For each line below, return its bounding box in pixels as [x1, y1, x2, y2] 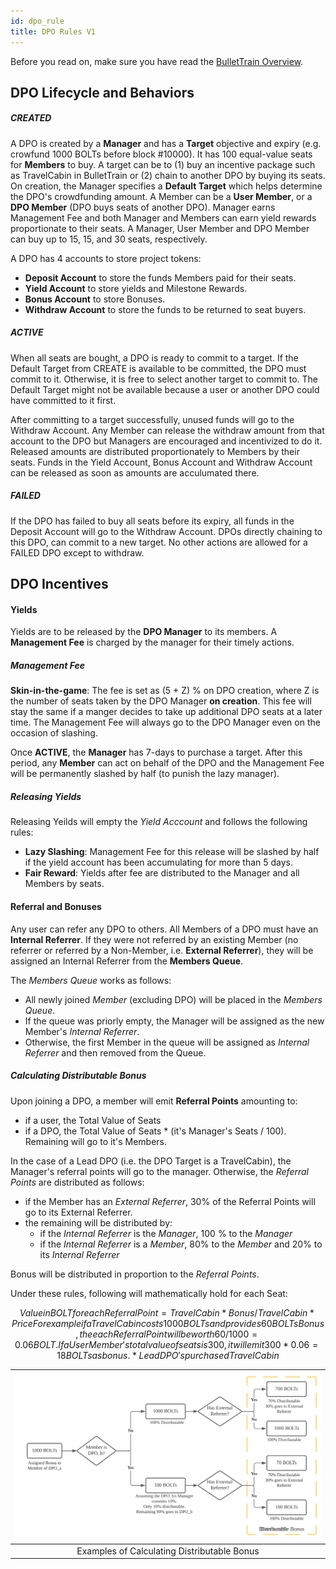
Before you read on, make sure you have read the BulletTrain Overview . [10, 55, 304, 67]
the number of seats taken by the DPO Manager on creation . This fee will [10, 695, 312, 707]
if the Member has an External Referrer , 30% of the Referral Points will [24, 1195, 316, 1207]
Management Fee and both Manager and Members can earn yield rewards [10, 211, 317, 224]
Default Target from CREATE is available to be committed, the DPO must [10, 362, 307, 374]
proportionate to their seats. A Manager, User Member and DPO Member [10, 222, 310, 234]
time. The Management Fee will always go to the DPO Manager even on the [10, 716, 321, 729]
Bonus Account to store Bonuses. [24, 293, 166, 305]
